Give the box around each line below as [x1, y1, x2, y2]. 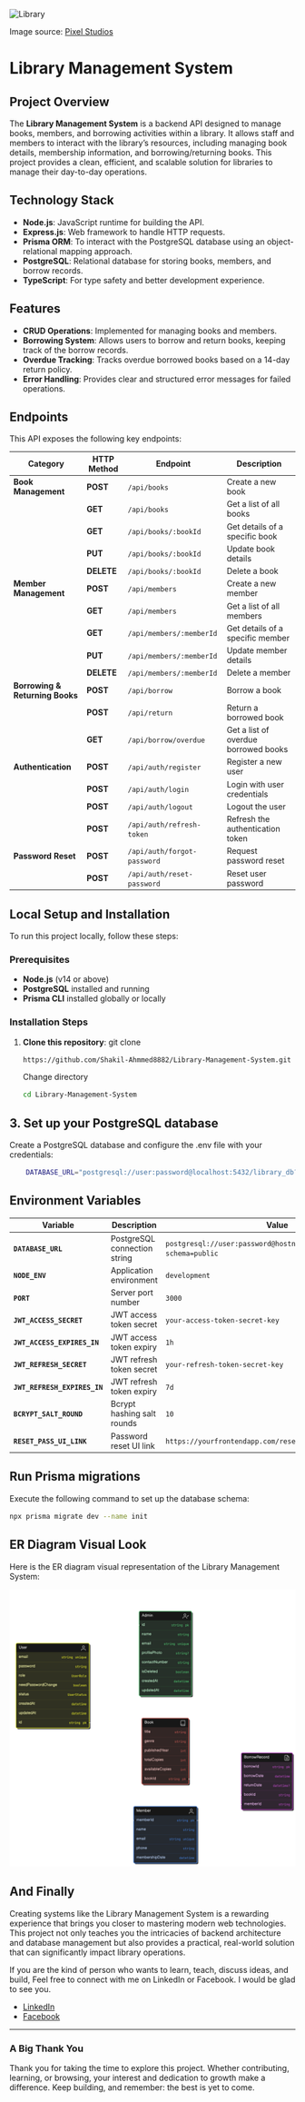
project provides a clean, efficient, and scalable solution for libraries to [9, 157, 273, 167]
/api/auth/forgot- [127, 848, 198, 857]
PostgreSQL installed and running [22, 984, 150, 995]
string [110, 1252, 133, 1263]
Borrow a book [226, 685, 281, 696]
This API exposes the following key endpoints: [9, 433, 182, 444]
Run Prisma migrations [9, 1469, 141, 1484]
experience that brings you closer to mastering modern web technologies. [9, 1918, 287, 1928]
